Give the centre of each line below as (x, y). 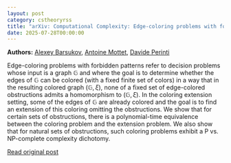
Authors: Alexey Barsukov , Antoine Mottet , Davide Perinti (88, 52)
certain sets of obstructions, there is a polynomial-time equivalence (103, 117)
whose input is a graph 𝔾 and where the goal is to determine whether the (111, 73)
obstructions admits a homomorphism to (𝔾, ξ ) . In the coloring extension (110, 95)
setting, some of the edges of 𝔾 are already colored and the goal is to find (112, 102)
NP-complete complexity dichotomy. (59, 139)
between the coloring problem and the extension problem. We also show (110, 124)
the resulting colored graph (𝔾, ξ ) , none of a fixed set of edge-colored (106, 87)
